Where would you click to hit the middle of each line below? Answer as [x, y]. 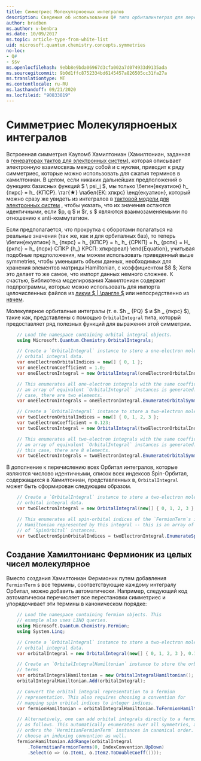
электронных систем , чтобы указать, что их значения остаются [89, 205]
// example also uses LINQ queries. [63, 620]
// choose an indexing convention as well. [72, 736]
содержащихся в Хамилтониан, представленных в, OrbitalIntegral [92, 480]
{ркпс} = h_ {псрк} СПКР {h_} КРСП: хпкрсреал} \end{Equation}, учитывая [100, 248]
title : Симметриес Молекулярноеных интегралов [65, 12]
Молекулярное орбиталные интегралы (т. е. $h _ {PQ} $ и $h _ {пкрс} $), [98, 311]
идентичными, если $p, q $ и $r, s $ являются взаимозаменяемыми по [97, 211]
